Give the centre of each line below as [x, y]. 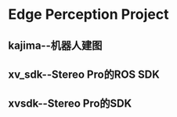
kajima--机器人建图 [55, 45]
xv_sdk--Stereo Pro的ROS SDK [84, 74]
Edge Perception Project [88, 15]
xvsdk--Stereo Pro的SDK [70, 104]
